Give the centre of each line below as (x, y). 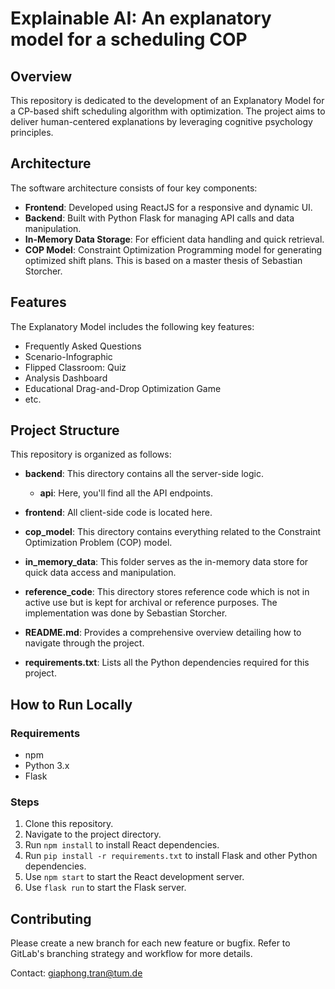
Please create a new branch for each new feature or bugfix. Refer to (150, 943)
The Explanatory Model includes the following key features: (132, 326)
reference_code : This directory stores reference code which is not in (167, 592)
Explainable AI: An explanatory (141, 18)
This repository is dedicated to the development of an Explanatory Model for (167, 100)
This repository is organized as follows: (91, 454)
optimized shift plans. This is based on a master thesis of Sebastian (163, 260)
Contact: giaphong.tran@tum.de (76, 973)
